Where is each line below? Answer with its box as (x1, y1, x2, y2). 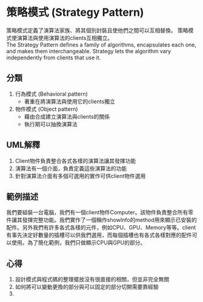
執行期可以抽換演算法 (24, 120, 78, 128)
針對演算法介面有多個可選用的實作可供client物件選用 (15, 172, 146, 179)
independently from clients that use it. (6, 54, 101, 61)
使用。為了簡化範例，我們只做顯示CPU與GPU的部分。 (11, 239, 146, 246)
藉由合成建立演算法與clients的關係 (24, 113, 110, 120)
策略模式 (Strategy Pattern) (6, 5, 144, 19)
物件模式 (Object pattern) (15, 105, 78, 113)
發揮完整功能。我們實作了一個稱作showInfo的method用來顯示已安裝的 (22, 216, 197, 224)
